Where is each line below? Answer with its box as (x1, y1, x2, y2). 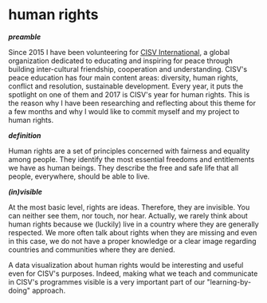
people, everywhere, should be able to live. (8, 171, 150, 181)
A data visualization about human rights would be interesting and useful (8, 260, 244, 270)
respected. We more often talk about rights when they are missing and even (8, 227, 257, 237)
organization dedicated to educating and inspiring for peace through (8, 56, 233, 65)
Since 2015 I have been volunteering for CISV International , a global (8, 47, 230, 57)
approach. (31, 285, 66, 295)
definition (8, 130, 41, 140)
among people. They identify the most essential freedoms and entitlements (8, 154, 255, 164)
